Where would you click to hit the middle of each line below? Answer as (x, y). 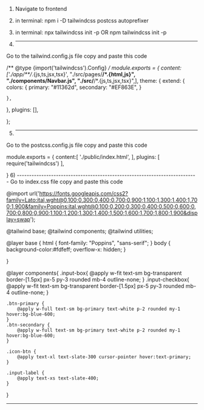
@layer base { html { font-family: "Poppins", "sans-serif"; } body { (89, 243)
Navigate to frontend (41, 9)
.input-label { (25, 373)
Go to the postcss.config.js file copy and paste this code (77, 145)
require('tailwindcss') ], (36, 163)
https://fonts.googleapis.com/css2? (84, 193)
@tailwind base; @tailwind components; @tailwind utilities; (80, 231)
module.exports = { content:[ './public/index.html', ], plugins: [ (83, 157)
